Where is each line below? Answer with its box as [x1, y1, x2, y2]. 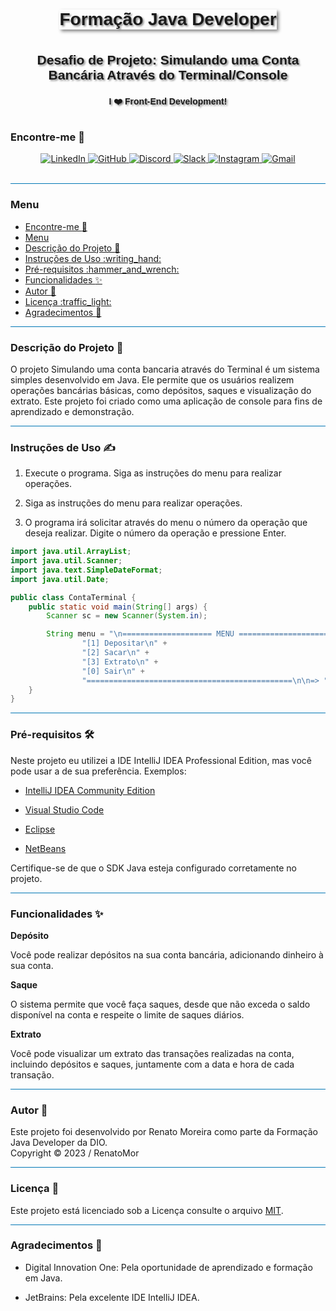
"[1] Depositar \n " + [81, 638, 168, 649]
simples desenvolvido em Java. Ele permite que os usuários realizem [10, 373, 295, 386]
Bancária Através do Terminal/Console [48, 67, 288, 82]
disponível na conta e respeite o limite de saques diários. [10, 1008, 245, 1021]
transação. [10, 1068, 55, 1081]
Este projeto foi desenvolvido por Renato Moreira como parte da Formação [10, 1126, 318, 1138]
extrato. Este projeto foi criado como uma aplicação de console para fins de [10, 395, 323, 407]
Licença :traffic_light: [24, 295, 112, 307]
